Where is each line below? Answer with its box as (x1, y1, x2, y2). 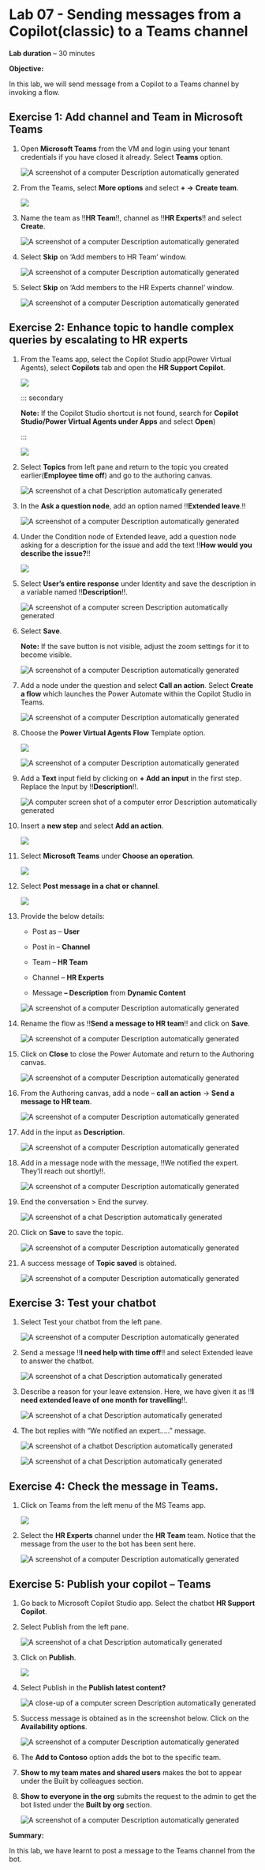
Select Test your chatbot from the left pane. (20, 1317, 162, 1327)
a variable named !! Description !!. (20, 587, 129, 596)
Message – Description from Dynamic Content (32, 988, 186, 997)
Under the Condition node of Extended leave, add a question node (20, 531, 237, 541)
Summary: (9, 1830, 44, 1840)
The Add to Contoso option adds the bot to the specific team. (20, 1753, 222, 1762)
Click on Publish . (20, 1653, 77, 1662)
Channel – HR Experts (32, 973, 105, 982)
